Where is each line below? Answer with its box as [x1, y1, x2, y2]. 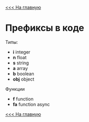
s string [12, 60, 29, 66]
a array [12, 65, 28, 71]
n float [12, 54, 27, 60]
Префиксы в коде [5, 22, 84, 34]
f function [12, 95, 34, 102]
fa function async [12, 101, 50, 107]
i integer [12, 48, 31, 55]
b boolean [12, 70, 34, 77]
